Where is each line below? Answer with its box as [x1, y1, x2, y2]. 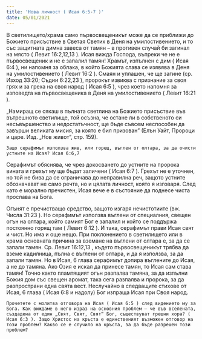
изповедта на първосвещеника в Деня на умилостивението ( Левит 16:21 [6, 89, 196, 96]
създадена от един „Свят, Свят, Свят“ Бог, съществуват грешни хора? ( [6, 310, 191, 317]
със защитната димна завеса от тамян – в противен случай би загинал [6, 44, 190, 52]
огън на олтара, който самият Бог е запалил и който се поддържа [6, 218, 177, 225]
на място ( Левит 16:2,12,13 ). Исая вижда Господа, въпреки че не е [6, 50, 180, 58]
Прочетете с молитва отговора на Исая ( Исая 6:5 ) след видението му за [6, 300, 197, 306]
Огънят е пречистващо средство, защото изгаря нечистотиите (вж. [6, 204, 181, 212]
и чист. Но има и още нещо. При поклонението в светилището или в [6, 230, 183, 238]
